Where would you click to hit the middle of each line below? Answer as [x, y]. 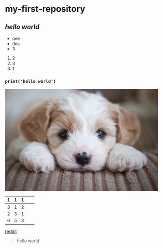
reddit [11, 231]
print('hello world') [31, 81]
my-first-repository [45, 9]
